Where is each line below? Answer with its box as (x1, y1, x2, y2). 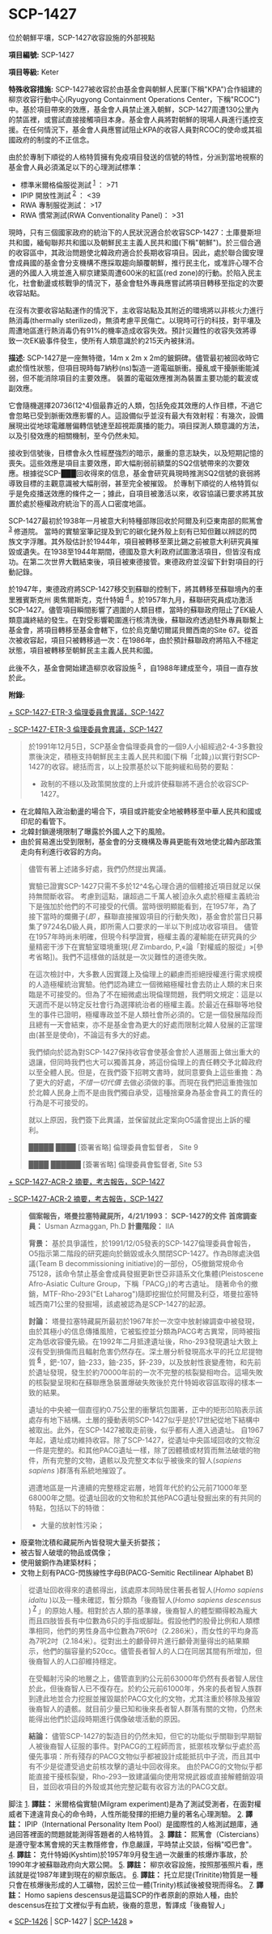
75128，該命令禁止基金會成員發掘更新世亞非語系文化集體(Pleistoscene (28, 1269, 264, 1279)
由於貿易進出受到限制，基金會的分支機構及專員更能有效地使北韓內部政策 (19, 837, 261, 847)
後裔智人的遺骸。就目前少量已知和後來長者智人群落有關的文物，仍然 (28, 1703, 256, 1713)
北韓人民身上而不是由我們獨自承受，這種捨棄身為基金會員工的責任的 (35, 1088, 263, 1098)
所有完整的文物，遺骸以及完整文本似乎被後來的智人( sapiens (42, 1455, 242, 1465)
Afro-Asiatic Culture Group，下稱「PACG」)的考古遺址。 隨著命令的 (28, 1279, 251, 1289)
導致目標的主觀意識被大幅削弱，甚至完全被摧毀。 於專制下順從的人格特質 (8, 478, 252, 488)
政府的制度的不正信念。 (15, 134, 94, 144)
